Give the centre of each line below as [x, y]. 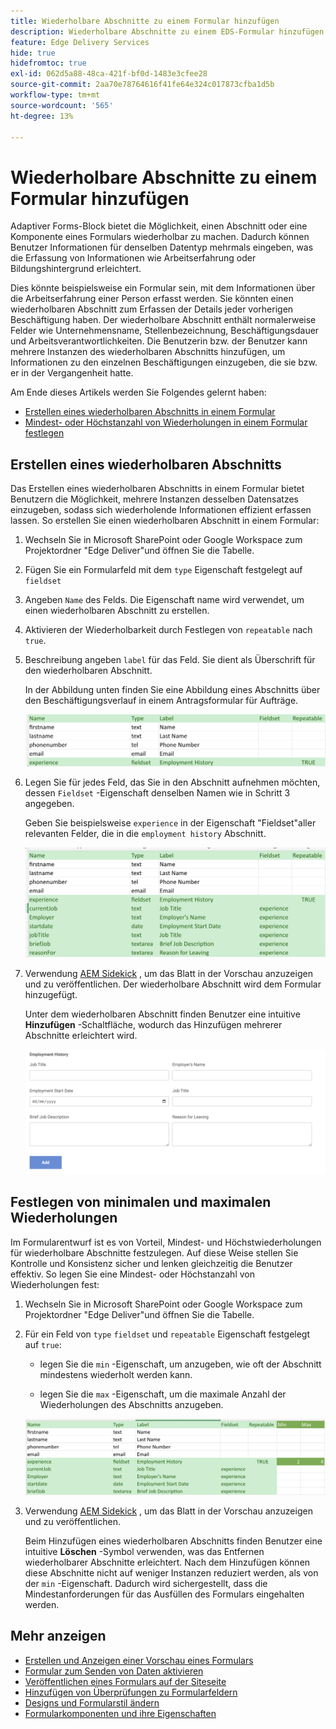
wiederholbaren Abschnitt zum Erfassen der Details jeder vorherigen [152, 309]
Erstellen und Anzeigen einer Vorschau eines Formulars [139, 1660]
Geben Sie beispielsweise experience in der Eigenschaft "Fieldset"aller [170, 823]
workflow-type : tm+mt [55, 95]
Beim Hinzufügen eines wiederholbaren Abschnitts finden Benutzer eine [173, 1541]
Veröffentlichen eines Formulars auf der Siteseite [125, 1681]
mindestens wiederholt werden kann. [116, 1374]
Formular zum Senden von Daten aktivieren [114, 1671]
